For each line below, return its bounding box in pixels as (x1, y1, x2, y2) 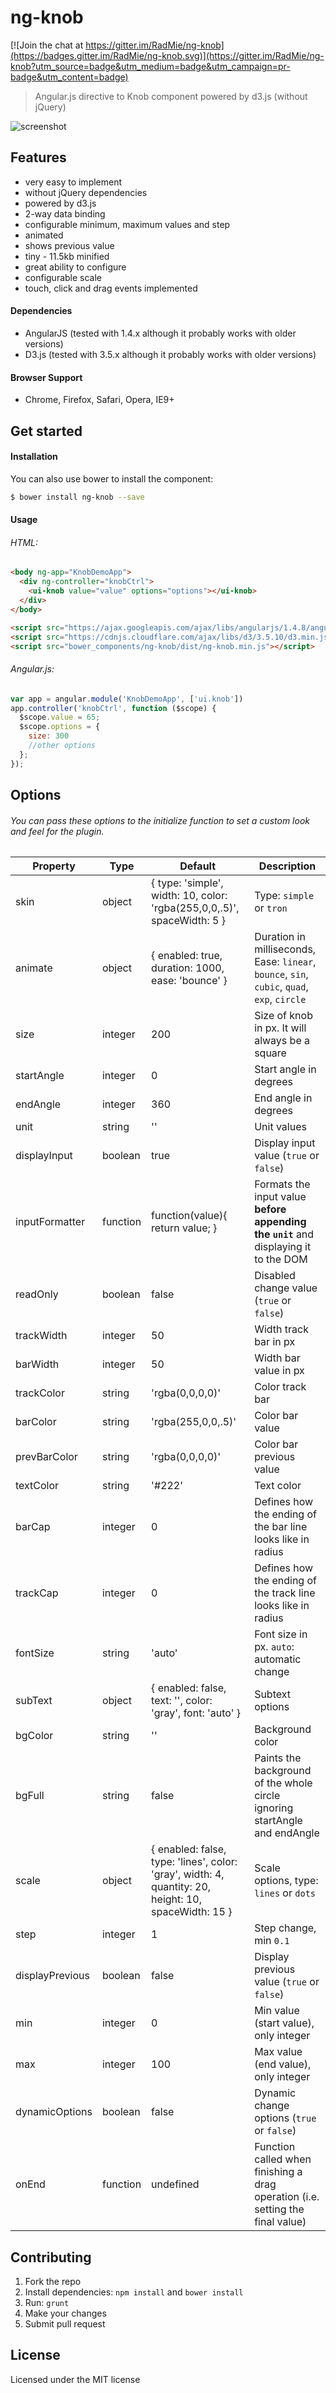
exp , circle (254, 992, 307, 1006)
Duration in (254, 930, 306, 944)
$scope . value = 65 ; (19, 712, 101, 723)
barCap (15, 1520, 51, 1534)
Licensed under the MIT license (10, 2373, 141, 2385)
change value (254, 1281, 318, 1295)
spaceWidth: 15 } (151, 1905, 233, 1919)
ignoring (254, 1801, 294, 1815)
